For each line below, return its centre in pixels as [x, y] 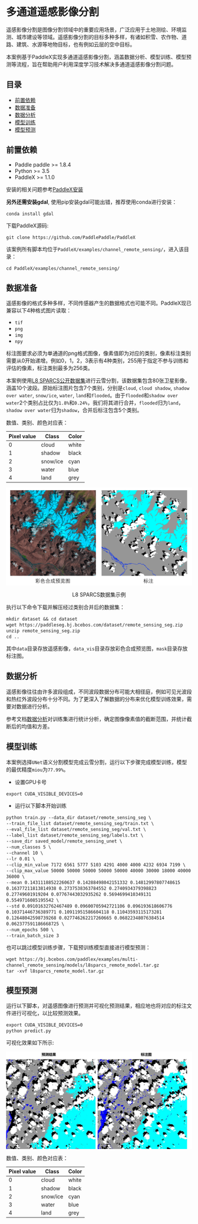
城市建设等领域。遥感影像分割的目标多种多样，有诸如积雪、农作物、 [99, 37]
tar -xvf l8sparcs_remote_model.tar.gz [55, 971]
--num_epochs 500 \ [30, 930]
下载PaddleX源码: [27, 226]
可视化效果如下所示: [30, 1043]
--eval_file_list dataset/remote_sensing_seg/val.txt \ [76, 829]
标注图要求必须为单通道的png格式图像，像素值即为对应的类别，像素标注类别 [99, 353]
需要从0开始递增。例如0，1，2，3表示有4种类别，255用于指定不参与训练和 [97, 361]
